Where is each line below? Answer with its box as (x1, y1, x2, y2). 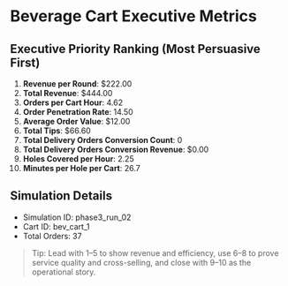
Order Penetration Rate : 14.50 (22, 107, 133, 117)
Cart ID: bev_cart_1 (22, 221, 90, 231)
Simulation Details (10, 188, 113, 204)
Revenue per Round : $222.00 (22, 79, 133, 89)
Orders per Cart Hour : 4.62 (22, 97, 123, 108)
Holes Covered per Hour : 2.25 (22, 154, 135, 164)
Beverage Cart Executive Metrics (10, 6, 257, 26)
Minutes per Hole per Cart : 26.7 (22, 163, 140, 173)
